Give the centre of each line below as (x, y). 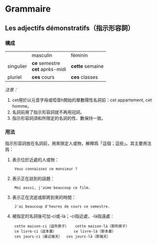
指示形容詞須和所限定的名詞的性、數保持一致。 (59, 118)
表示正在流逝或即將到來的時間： (44, 197)
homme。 (22, 106)
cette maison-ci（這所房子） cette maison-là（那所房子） (72, 227)
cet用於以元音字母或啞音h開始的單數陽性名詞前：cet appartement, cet (82, 100)
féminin (79, 55)
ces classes (85, 77)
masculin (42, 55)
